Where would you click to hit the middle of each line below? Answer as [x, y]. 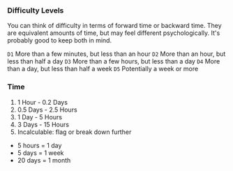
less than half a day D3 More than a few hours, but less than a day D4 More [114, 61]
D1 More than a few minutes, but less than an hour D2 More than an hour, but [116, 54]
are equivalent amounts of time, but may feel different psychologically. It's [114, 33]
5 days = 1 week [40, 153]
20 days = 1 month [44, 160]
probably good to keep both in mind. [60, 40]
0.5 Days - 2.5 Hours [47, 110]
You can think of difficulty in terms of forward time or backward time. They [114, 26]
